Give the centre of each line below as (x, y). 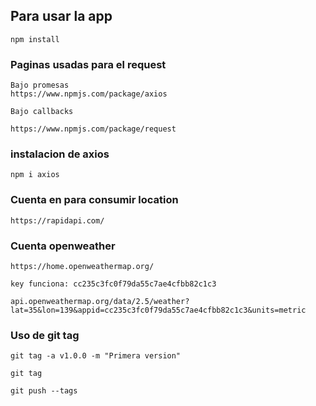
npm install (35, 39)
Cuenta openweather (63, 246)
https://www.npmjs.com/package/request (93, 129)
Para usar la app (61, 16)
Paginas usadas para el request (88, 64)
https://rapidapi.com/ (57, 220)
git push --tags (44, 391)
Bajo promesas (40, 85)
